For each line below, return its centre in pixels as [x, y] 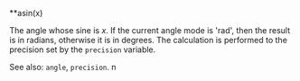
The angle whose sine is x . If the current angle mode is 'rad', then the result [150, 30]
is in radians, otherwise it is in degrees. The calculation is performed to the [148, 40]
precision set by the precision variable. [83, 49]
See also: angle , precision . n [63, 67]
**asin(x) [26, 13]
